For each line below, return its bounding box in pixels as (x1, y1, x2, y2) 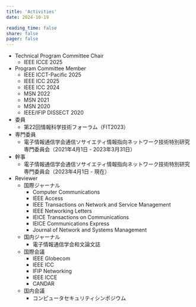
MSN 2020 (23, 103, 50, 110)
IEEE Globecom (32, 255, 70, 262)
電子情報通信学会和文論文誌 (32, 241, 101, 248)
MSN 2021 (23, 96, 49, 104)
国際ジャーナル (23, 182, 61, 189)
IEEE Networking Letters (32, 207, 92, 214)
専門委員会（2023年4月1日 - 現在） (23, 168, 110, 175)
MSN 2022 (23, 90, 50, 97)
